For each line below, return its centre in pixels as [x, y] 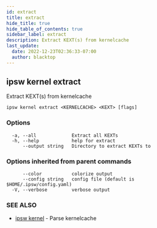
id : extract [21, 12]
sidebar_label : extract [37, 35]
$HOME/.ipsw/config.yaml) [39, 185]
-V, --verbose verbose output [61, 190]
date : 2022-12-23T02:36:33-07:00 [54, 52]
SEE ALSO [22, 205]
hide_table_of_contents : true [45, 29]
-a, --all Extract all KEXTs [65, 135]
